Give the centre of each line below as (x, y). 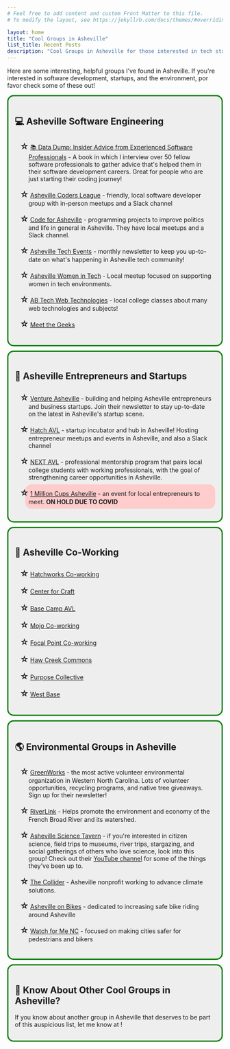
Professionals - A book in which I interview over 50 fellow (109, 157)
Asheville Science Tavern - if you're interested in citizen (108, 836)
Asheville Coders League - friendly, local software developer (116, 195)
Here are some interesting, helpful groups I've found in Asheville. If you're (111, 71)
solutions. (42, 891)
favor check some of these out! (51, 85)
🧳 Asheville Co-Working (67, 553)
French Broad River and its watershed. (82, 820)
